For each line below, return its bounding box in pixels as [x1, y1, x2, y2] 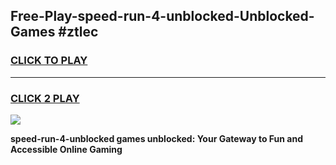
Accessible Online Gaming [10, 143, 123, 155]
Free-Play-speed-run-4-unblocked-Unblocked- [10, 8, 315, 25]
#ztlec [58, 24, 99, 41]
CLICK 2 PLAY [10, 91, 80, 105]
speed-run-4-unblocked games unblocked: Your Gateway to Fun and [10, 132, 304, 144]
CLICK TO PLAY [10, 54, 88, 68]
